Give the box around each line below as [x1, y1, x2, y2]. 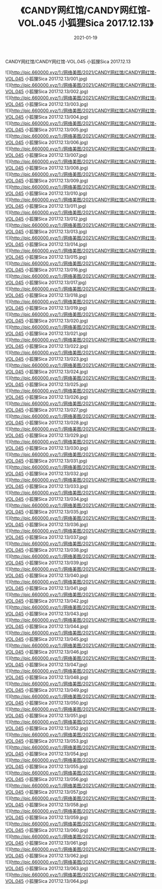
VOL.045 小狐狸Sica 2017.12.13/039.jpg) [5, 559, 88, 565]
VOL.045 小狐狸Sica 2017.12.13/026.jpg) [5, 394, 88, 400]
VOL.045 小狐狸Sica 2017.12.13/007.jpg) [5, 152, 88, 158]
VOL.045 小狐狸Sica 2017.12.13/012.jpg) [5, 215, 88, 222]
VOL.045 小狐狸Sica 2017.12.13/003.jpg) [5, 101, 89, 107]
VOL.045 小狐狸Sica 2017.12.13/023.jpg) [5, 356, 88, 362]
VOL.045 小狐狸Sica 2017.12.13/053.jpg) [5, 738, 88, 744]
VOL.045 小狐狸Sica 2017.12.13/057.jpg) [5, 789, 88, 795]
